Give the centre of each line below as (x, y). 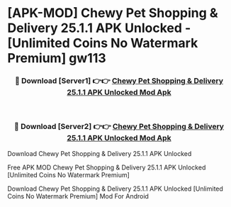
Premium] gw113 (57, 58)
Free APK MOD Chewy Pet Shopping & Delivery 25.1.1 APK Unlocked (107, 167)
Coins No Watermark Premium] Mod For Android (78, 196)
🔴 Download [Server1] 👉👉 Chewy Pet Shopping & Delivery (119, 81)
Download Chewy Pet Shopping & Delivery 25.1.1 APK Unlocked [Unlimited (115, 189)
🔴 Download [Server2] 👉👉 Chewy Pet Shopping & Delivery (119, 127)
